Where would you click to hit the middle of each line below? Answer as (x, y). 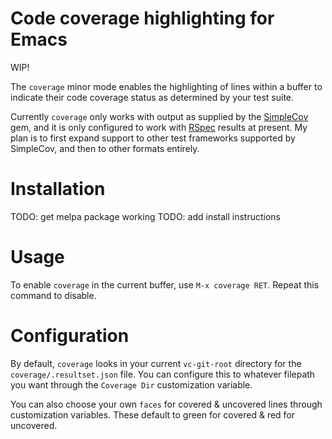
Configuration (70, 336)
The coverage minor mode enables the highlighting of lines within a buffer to (166, 86)
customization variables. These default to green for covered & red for (153, 414)
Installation (58, 189)
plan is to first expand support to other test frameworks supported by (153, 138)
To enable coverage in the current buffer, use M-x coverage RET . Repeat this (165, 284)
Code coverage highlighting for (142, 18)
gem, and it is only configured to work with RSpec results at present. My (159, 127)
